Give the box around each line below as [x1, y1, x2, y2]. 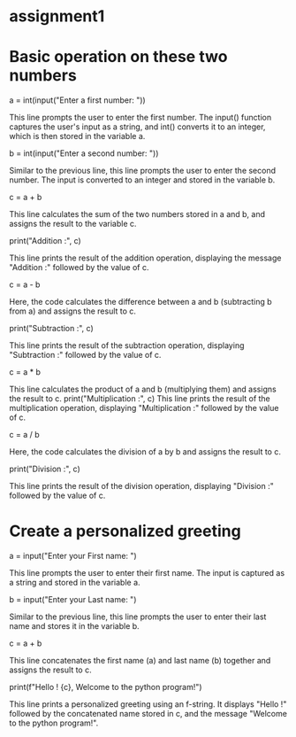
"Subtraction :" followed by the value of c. [9, 350, 162, 361]
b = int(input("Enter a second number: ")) [9, 148, 159, 159]
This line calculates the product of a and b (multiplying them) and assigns [9, 384, 277, 395]
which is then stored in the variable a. [9, 131, 146, 142]
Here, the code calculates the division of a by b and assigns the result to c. [9, 446, 281, 457]
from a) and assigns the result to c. [9, 306, 137, 316]
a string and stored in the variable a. [9, 578, 140, 588]
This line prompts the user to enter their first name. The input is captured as [9, 568, 285, 578]
